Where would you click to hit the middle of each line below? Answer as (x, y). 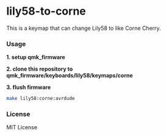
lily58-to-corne (46, 11)
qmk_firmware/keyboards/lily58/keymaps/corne (70, 76)
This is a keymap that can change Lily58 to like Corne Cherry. (84, 28)
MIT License (22, 127)
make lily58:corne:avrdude (41, 99)
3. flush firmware (29, 87)
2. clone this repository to (40, 69)
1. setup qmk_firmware (36, 57)
